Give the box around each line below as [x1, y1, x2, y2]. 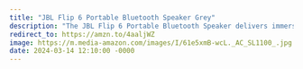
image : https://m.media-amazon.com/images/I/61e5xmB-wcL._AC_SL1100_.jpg [9, 38, 293, 47]
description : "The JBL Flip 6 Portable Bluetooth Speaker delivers [9, 22, 269, 30]
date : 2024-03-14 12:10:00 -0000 [9, 47, 135, 56]
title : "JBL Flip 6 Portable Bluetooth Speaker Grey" [9, 13, 216, 22]
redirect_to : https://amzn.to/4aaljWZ [9, 30, 155, 39]
